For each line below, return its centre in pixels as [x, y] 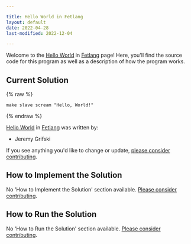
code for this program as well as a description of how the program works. [96, 61]
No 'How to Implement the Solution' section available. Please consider [92, 189]
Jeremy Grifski [33, 139]
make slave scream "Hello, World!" [50, 105]
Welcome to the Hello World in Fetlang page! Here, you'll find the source [94, 55]
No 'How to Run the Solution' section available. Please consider [83, 229]
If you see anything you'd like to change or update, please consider [88, 151]
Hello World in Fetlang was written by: [52, 128]
